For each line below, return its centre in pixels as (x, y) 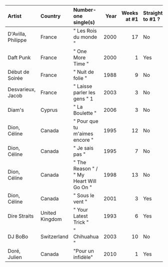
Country (51, 16)
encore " (83, 140)
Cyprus (49, 110)
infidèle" (83, 257)
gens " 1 (83, 99)
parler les (84, 93)
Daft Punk (19, 58)
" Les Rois (85, 31)
